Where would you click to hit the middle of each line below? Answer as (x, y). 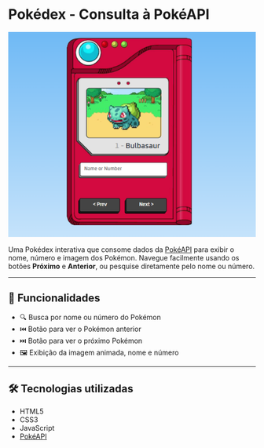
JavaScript (37, 428)
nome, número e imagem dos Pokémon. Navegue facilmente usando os (124, 257)
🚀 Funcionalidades (54, 298)
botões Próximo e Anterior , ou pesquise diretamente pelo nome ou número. (132, 266)
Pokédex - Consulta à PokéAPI (109, 15)
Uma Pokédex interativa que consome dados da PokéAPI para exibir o (121, 249)
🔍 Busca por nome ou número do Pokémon (90, 317)
